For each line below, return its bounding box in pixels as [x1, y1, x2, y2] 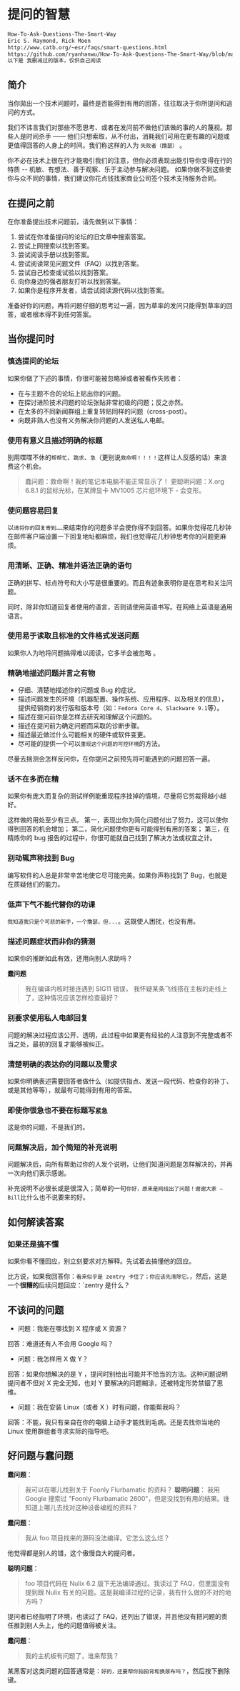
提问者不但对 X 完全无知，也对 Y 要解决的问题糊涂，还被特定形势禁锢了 [7, 1378, 217, 1387]
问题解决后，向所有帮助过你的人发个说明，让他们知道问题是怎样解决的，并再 [7, 1160, 233, 1169]
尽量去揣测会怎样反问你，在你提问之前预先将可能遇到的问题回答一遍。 [7, 754, 214, 763]
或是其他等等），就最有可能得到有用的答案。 [7, 1085, 136, 1094]
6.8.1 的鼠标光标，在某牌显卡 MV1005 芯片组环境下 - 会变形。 [24, 486, 206, 494]
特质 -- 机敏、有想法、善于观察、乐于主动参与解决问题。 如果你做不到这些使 [7, 165, 231, 174]
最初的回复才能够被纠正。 [31, 1039, 108, 1048]
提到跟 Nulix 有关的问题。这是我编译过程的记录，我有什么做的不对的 [24, 1587, 225, 1597]
